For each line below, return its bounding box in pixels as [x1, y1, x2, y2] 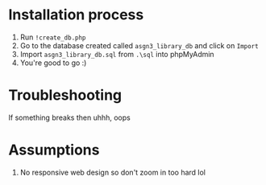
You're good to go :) [19, 58, 87, 68]
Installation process [8, 6, 144, 24]
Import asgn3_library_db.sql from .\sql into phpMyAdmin [19, 49, 215, 59]
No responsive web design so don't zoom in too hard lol [19, 167, 206, 177]
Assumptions [8, 141, 100, 159]
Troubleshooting [8, 86, 123, 105]
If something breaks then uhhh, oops [8, 113, 131, 122]
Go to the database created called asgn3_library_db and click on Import [19, 40, 260, 50]
